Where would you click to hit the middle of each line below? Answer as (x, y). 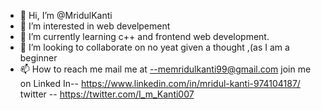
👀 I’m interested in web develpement (95, 26)
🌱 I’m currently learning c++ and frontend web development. (144, 36)
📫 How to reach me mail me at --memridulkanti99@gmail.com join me (165, 69)
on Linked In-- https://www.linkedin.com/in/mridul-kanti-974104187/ (160, 83)
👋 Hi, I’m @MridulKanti (66, 15)
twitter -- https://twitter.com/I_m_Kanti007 (107, 94)
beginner (38, 58)
